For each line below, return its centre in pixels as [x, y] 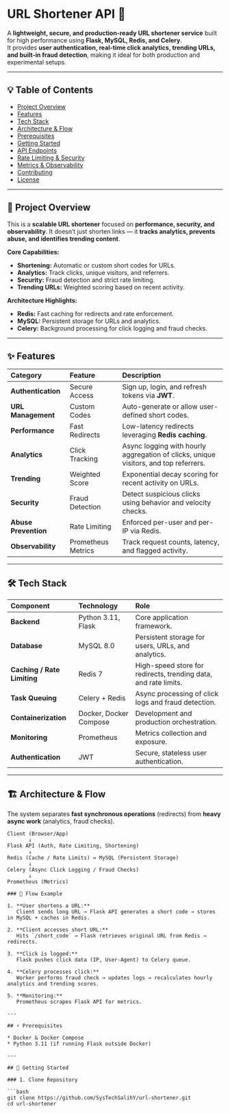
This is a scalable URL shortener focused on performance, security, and [111, 224]
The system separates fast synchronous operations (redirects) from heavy [114, 814]
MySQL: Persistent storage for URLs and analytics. [89, 321]
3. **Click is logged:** [42, 954]
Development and [164, 714]
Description [142, 375]
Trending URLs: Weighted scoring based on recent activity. [101, 287]
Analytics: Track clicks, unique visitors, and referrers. [93, 272]
